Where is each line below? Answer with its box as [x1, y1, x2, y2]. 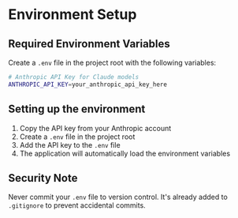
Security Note [8, 171, 78, 185]
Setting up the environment [8, 103, 146, 116]
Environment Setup [8, 6, 137, 24]
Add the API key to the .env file [19, 140, 121, 149]
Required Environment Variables [8, 37, 171, 51]
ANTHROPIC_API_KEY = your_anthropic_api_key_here [8, 81, 168, 88]
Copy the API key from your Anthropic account [19, 123, 172, 133]
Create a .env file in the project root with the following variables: [8, 58, 217, 67]
